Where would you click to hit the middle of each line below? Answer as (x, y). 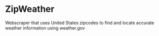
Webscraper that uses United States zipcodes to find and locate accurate (80, 23)
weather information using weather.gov (45, 28)
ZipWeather (30, 9)
